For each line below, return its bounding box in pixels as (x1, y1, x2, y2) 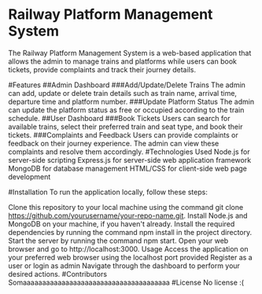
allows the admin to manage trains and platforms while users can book (8, 57, 238, 66)
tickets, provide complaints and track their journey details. (8, 64, 197, 74)
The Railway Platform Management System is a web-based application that (8, 48, 252, 57)
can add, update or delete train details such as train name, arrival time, (8, 88, 238, 97)
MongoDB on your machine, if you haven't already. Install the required (8, 219, 235, 229)
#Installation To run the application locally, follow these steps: (8, 187, 208, 197)
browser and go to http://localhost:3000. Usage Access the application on (8, 244, 249, 253)
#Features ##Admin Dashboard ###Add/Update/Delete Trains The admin (8, 80, 246, 90)
